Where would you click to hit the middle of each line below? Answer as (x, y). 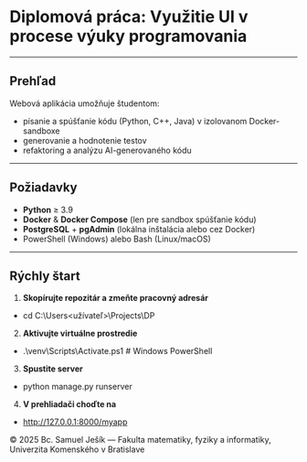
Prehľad (33, 81)
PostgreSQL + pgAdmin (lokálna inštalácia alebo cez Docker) (139, 229)
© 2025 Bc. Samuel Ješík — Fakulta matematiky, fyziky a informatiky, (140, 440)
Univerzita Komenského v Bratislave (77, 449)
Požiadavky (43, 188)
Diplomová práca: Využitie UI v (129, 17)
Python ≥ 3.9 (48, 210)
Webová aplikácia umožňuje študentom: (85, 103)
